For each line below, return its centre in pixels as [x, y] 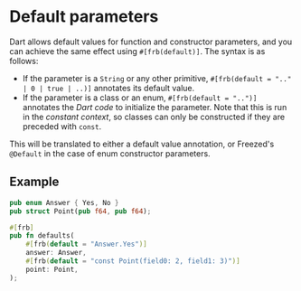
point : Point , [52, 269]
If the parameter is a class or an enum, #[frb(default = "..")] [140, 98]
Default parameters [84, 17]
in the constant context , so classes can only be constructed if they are [154, 117]
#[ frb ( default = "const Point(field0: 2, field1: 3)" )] [133, 261]
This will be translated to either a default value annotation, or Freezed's [142, 144]
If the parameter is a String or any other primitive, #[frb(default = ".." [157, 78]
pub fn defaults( [42, 236]
